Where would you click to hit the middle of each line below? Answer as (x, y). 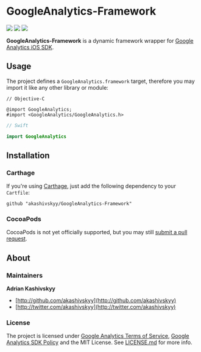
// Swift (17, 125)
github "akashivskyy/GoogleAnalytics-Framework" (69, 204)
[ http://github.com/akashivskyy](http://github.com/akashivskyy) (96, 301)
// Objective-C (26, 99)
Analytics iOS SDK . (30, 47)
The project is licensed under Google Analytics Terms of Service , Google (98, 336)
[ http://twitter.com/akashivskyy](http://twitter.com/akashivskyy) (95, 307)
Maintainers (25, 275)
